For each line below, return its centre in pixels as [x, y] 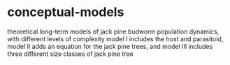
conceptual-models [66, 12]
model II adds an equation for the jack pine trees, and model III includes [110, 46]
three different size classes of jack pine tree [71, 54]
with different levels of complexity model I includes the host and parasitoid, [115, 38]
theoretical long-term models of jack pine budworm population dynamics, [113, 31]
